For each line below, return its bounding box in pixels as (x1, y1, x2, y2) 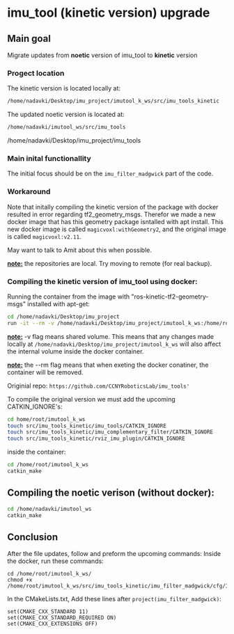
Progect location (7, 68, 65, 78)
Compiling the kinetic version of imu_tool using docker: (7, 276, 198, 286)
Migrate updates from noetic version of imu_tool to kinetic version (7, 51, 198, 59)
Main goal (7, 33, 51, 45)
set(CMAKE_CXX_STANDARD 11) (7, 608, 89, 615)
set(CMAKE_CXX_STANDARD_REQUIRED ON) (7, 615, 117, 621)
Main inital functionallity (7, 153, 92, 163)
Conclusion (7, 531, 58, 543)
